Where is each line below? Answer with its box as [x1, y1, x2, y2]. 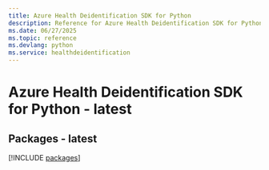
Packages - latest [8, 132, 98, 145]
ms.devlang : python [8, 42, 74, 49]
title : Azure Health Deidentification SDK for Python [8, 11, 192, 20]
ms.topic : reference [8, 34, 78, 42]
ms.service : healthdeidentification [8, 49, 130, 57]
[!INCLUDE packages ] [8, 153, 81, 162]
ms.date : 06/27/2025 [8, 26, 78, 34]
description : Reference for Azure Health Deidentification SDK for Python [8, 19, 263, 27]
